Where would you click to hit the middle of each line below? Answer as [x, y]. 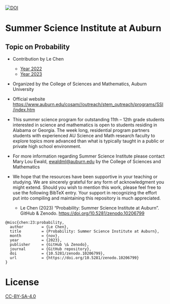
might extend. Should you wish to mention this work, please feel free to [87, 187]
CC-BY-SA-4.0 [21, 296]
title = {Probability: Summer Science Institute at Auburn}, [84, 231]
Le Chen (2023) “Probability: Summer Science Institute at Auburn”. [90, 208]
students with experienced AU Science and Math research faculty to [84, 136]
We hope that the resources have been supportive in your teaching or [85, 176]
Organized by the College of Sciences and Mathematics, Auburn [80, 84]
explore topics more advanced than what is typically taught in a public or [88, 141]
